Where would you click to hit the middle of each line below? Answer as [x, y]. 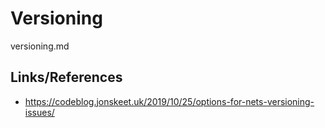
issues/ [39, 112]
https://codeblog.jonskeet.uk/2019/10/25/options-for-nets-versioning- [169, 101]
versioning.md [40, 46]
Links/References [66, 77]
